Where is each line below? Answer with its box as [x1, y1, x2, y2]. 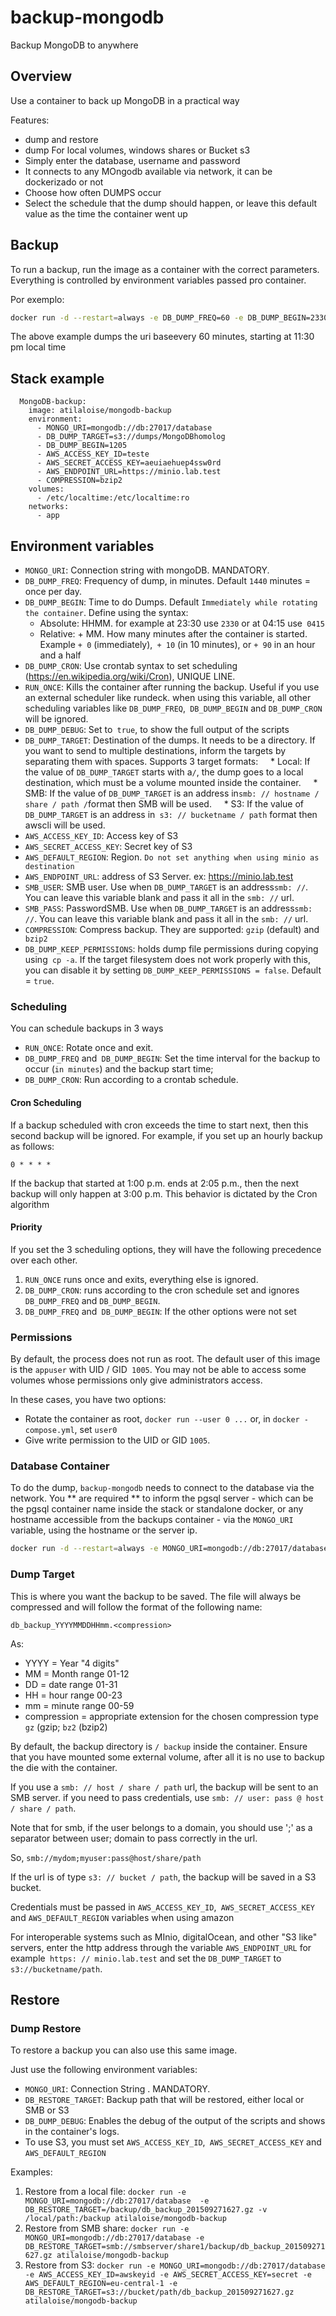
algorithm [10, 1198, 50, 1210]
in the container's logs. [24, 2126, 120, 2138]
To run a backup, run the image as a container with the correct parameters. [10, 263, 320, 275]
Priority [10, 1221, 43, 1233]
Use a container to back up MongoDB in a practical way [10, 94, 240, 106]
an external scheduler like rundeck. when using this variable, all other [24, 692, 312, 704]
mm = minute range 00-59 [24, 1699, 135, 1711]
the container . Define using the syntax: [24, 607, 189, 619]
